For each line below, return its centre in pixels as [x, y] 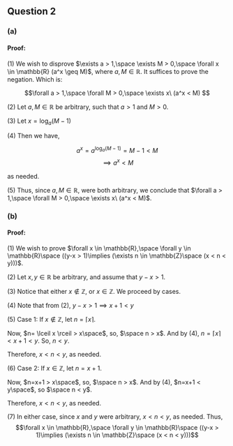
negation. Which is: [35, 79]
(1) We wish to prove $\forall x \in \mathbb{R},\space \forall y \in [99, 248]
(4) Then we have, [33, 136]
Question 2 [32, 12]
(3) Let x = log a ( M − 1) [39, 121]
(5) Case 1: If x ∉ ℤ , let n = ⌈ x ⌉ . [52, 319]
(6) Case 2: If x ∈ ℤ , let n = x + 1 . [55, 368]
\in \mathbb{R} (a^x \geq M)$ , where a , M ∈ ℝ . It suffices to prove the [108, 71]
